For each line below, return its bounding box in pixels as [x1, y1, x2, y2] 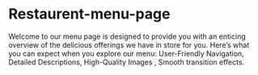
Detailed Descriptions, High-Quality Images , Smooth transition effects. [8, 57, 245, 67]
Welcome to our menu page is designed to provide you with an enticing [8, 31, 246, 41]
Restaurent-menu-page [8, 5, 171, 23]
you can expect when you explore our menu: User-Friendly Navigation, [8, 48, 244, 58]
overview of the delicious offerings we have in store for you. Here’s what [8, 40, 250, 49]
